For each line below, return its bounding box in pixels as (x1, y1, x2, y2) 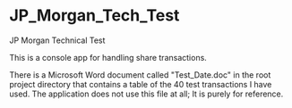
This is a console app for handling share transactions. (9, 52, 208, 62)
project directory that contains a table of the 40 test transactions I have (9, 79, 272, 89)
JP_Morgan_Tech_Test (9, 5, 180, 26)
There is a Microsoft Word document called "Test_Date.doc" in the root (9, 69, 271, 80)
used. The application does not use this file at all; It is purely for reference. (9, 88, 284, 99)
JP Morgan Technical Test (9, 35, 106, 46)
